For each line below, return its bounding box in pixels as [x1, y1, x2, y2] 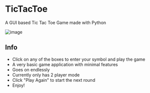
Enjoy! [12, 82, 25, 88]
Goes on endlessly [12, 67, 50, 72]
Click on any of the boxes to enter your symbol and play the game [12, 56, 146, 62]
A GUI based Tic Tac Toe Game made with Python [5, 20, 106, 25]
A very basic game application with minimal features [12, 61, 118, 67]
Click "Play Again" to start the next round [12, 77, 96, 83]
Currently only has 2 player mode [12, 72, 80, 78]
